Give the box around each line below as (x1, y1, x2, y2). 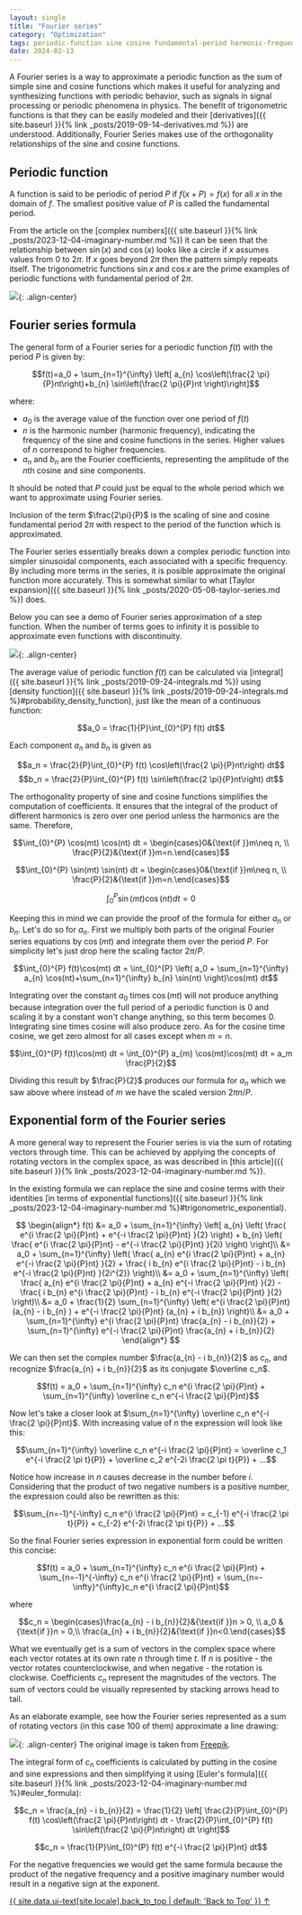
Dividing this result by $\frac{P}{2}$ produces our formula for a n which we (9, 1074, 286, 1088)
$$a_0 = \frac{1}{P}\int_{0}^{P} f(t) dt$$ (76, 723, 226, 734)
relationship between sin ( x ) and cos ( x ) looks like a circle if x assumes (9, 244, 270, 255)
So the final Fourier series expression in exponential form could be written (9, 1536, 283, 1546)
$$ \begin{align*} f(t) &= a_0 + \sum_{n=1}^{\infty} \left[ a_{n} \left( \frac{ (15, 1219, 287, 1230)
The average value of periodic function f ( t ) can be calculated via (9, 667, 248, 678)
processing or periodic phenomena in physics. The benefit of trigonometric (9, 100, 288, 111)
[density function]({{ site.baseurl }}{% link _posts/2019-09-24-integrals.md (9, 686, 289, 697)
